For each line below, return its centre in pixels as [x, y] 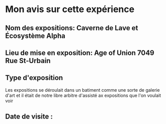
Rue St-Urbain [28, 61]
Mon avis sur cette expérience [70, 9]
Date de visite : [29, 117]
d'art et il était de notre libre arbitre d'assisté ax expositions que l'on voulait [83, 95]
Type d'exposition [34, 78]
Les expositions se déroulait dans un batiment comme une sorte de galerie [82, 90]
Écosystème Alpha [35, 36]
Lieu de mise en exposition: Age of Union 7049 [80, 53]
